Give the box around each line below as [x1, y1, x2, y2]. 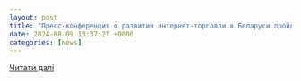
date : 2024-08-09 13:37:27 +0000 [9, 29, 134, 38]
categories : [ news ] [9, 37, 82, 47]
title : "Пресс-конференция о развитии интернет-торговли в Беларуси [9, 21, 271, 30]
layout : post [9, 12, 58, 22]
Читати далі [9, 62, 55, 73]
